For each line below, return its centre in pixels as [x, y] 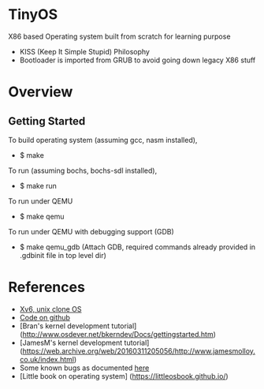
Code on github [45, 317]
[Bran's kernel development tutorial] [78, 326]
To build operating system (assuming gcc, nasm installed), [103, 140]
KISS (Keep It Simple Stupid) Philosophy [84, 51]
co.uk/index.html [47, 359]
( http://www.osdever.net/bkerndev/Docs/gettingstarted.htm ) [118, 334]
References [46, 288]
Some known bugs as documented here [84, 368]
